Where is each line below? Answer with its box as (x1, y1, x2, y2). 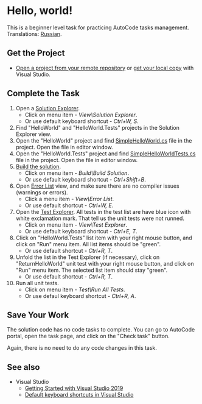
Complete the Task (7, 88, 80, 99)
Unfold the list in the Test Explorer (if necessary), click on (15, 253, 160, 261)
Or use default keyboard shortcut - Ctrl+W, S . (24, 117, 139, 125)
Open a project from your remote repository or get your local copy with (15, 64, 194, 71)
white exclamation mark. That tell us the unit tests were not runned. (15, 214, 185, 222)
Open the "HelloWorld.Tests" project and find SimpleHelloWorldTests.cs (15, 150, 196, 157)
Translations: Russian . (7, 30, 62, 37)
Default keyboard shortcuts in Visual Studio (24, 391, 134, 399)
